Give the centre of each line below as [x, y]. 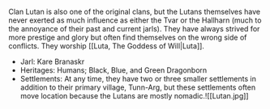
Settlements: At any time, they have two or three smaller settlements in [138, 79]
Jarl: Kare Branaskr [52, 61]
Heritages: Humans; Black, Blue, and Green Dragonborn [114, 70]
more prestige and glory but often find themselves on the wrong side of [128, 37]
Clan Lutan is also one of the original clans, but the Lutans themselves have [135, 12]
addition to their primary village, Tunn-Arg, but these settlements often [138, 87]
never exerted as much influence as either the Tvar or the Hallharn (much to [135, 20]
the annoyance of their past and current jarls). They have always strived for [134, 29]
